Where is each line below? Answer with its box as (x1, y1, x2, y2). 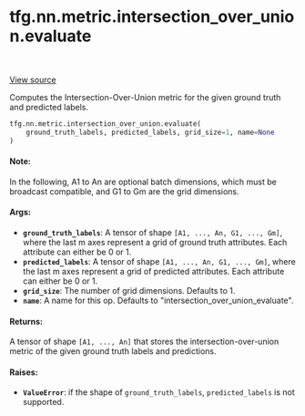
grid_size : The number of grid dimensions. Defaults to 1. (22, 285, 236, 296)
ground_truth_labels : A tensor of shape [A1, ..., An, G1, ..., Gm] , (22, 226, 283, 238)
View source (9, 74, 56, 85)
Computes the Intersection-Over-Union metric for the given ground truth (9, 91, 281, 102)
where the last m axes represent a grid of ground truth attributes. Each (22, 236, 288, 247)
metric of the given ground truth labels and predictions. (9, 346, 217, 357)
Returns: (9, 316, 44, 327)
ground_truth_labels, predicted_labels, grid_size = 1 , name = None (25, 128, 275, 137)
